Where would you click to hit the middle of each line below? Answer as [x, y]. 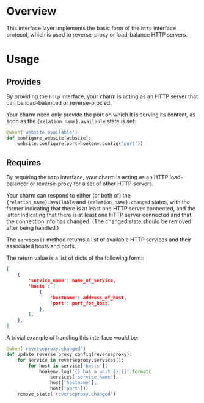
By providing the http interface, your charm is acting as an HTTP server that [102, 96]
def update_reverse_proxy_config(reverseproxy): [69, 354]
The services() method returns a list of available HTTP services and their [99, 240]
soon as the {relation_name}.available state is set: [71, 121]
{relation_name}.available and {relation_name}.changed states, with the [98, 202]
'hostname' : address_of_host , [88, 298]
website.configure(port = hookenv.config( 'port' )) [80, 144]
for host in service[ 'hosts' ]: [68, 366]
